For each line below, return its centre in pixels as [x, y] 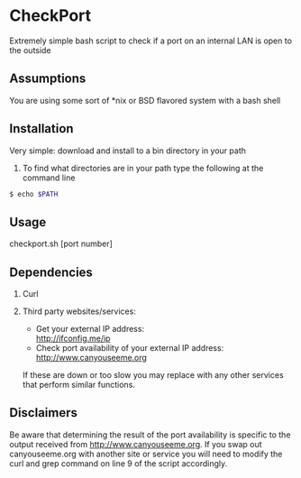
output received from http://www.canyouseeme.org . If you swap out [136, 444]
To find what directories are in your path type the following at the [143, 168]
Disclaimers [44, 413]
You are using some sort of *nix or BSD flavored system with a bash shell [145, 100]
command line [49, 178]
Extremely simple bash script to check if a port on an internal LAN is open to [151, 41]
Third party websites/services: [79, 311]
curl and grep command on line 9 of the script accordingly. [119, 463]
